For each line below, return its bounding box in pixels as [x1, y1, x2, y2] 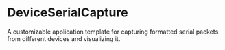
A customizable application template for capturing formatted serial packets [7, 27, 219, 36]
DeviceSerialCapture [7, 5, 128, 21]
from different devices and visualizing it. [7, 34, 121, 42]
